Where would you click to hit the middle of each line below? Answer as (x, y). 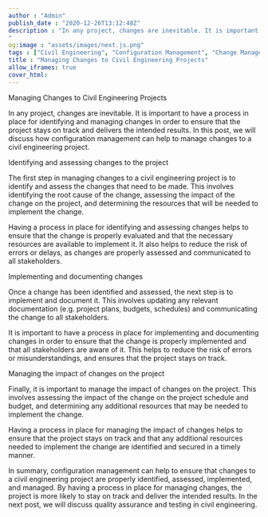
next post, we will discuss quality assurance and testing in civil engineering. (133, 504)
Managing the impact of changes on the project (87, 373)
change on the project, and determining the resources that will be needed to (134, 203)
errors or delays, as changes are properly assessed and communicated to (130, 253)
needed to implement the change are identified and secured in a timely (124, 446)
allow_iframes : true (43, 68)
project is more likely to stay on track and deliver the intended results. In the (133, 495)
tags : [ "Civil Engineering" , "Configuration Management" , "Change (123, 53)
